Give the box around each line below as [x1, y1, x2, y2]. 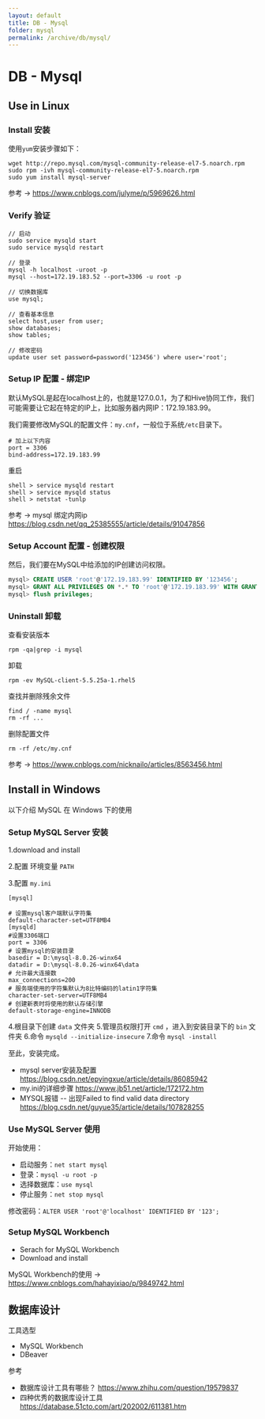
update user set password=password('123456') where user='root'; [8, 354, 227, 362]
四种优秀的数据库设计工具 [19, 1393, 103, 1402]
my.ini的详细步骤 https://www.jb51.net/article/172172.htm [19, 1083, 204, 1093]
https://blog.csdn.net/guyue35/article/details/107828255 [19, 1102, 205, 1112]
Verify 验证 [8, 211, 51, 222]
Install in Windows [8, 783, 101, 796]
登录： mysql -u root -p [19, 1170, 98, 1179]
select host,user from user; [8, 317, 104, 325]
